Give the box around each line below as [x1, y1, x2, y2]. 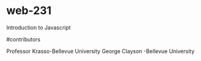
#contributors [6, 35, 41, 43]
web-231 [6, 4, 52, 18]
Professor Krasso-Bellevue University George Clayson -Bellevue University [6, 47, 195, 55]
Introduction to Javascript [6, 24, 71, 31]
